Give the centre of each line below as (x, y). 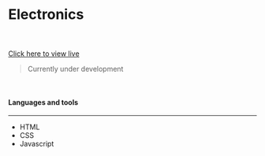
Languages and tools (43, 102)
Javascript (37, 144)
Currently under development (75, 69)
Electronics (46, 15)
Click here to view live (44, 54)
